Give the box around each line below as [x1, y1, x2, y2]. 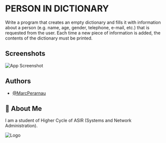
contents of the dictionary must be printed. [5, 35, 93, 41]
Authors [5, 77, 31, 86]
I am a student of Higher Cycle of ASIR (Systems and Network [5, 117, 132, 124]
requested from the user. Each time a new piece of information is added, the [5, 30, 161, 36]
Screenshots [5, 49, 46, 58]
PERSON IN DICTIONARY [5, 3, 109, 14]
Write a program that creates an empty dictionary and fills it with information [5, 19, 161, 25]
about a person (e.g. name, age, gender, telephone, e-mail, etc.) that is [5, 24, 150, 30]
